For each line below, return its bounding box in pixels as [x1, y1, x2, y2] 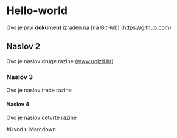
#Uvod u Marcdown [6, 126, 56, 133]
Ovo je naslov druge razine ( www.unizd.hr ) [6, 57, 114, 64]
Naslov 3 [6, 72, 33, 81]
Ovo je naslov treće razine [6, 86, 72, 94]
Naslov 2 [6, 41, 41, 52]
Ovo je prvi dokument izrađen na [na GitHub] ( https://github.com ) [6, 24, 172, 31]
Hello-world [6, 4, 68, 18]
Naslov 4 [6, 100, 29, 108]
